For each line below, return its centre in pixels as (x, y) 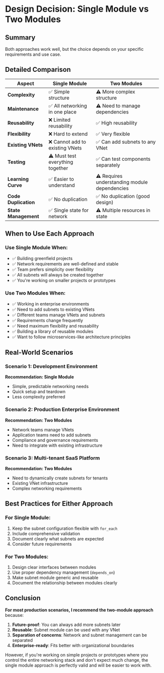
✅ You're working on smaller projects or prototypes (64, 280)
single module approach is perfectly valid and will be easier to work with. (78, 665)
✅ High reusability (117, 123)
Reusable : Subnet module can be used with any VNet (66, 630)
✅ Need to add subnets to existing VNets (53, 309)
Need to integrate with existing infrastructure (57, 445)
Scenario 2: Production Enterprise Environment (62, 410)
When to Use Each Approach (50, 234)
